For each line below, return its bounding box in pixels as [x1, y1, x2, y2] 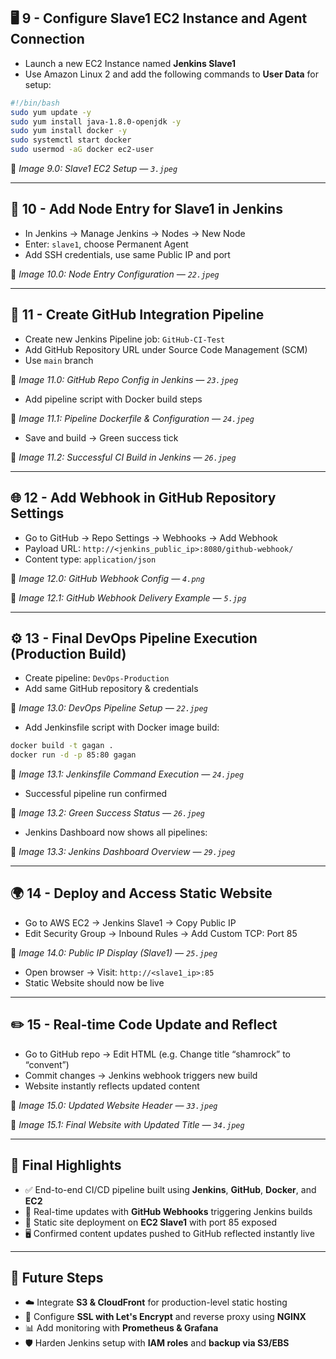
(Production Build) [10, 645, 127, 662]
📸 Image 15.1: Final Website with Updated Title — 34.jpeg [10, 1118, 245, 1130]
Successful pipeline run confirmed [24, 788, 168, 800]
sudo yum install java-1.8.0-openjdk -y [10, 116, 182, 127]
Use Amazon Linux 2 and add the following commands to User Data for [24, 68, 319, 80]
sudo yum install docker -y [10, 126, 128, 136]
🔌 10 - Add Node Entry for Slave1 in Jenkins [10, 201, 283, 218]
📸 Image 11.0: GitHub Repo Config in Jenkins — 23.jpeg [10, 373, 239, 385]
